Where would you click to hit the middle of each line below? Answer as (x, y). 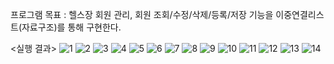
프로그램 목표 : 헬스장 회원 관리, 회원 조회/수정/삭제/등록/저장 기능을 (142, 14)
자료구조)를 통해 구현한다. (71, 27)
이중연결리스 (300, 14)
